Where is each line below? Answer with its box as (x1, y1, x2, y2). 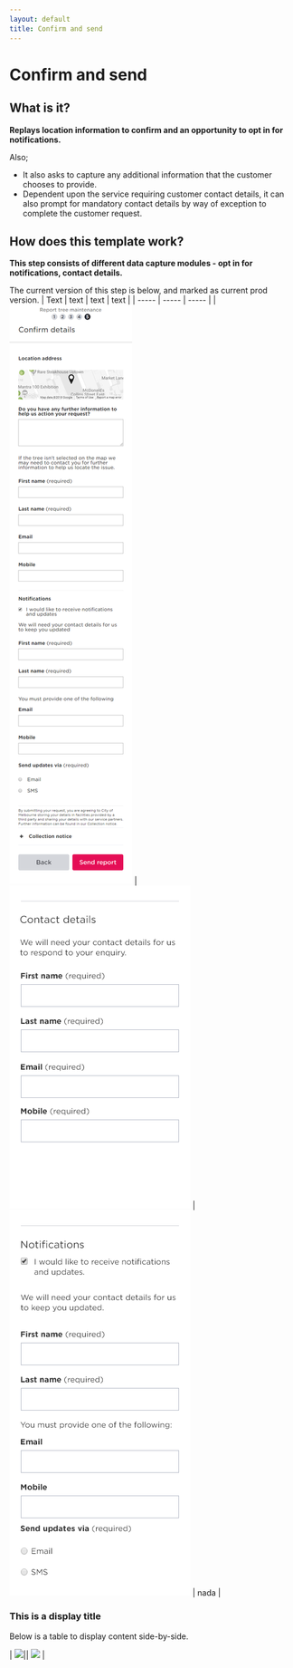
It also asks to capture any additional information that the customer (22, 169, 273, 180)
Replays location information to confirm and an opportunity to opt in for (9, 124, 283, 135)
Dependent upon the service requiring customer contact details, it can (22, 188, 285, 199)
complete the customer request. (22, 207, 143, 218)
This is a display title (9, 1610, 101, 1623)
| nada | (192, 1587, 222, 1598)
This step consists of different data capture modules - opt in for (9, 258, 253, 269)
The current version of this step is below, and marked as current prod (9, 285, 269, 296)
